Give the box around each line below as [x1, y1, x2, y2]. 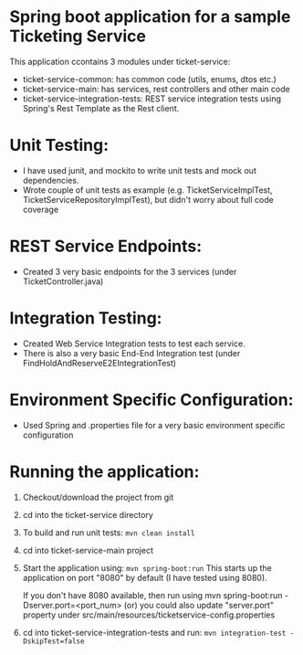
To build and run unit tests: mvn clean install [22, 527, 195, 538]
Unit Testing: [9, 135, 110, 156]
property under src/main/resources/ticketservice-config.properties [22, 609, 276, 620]
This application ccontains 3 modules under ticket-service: [9, 56, 231, 67]
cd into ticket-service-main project [22, 544, 153, 555]
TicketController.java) [22, 276, 104, 287]
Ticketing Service [9, 26, 147, 47]
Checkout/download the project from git [22, 491, 174, 502]
